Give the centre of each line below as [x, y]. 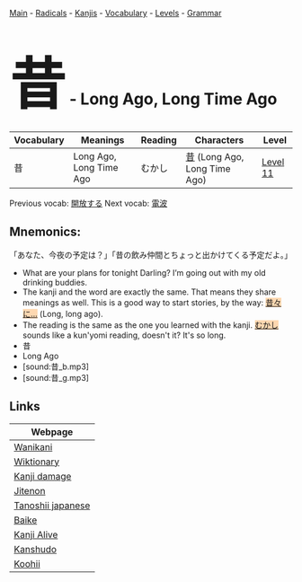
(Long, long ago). [71, 313]
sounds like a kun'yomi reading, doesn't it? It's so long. [124, 335]
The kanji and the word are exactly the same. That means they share [149, 292]
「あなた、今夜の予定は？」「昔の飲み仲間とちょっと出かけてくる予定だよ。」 [151, 254]
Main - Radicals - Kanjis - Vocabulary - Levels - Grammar [115, 13]
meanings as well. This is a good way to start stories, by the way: [143, 302]
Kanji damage [43, 476]
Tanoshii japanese [52, 505]
